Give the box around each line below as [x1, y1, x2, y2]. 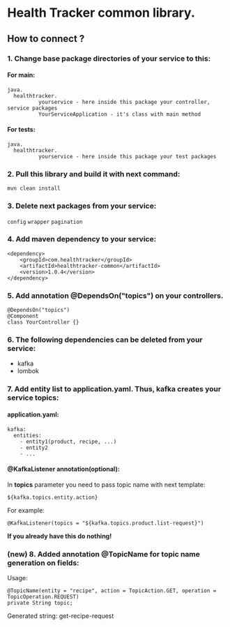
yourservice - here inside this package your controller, [38, 98, 210, 105]
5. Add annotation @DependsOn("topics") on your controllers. [7, 291, 224, 301]
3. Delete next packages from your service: [7, 201, 157, 211]
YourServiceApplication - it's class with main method [38, 110, 201, 118]
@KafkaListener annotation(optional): [7, 465, 120, 474]
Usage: [7, 574, 28, 582]
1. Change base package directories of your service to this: [7, 54, 211, 63]
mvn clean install [7, 185, 61, 192]
